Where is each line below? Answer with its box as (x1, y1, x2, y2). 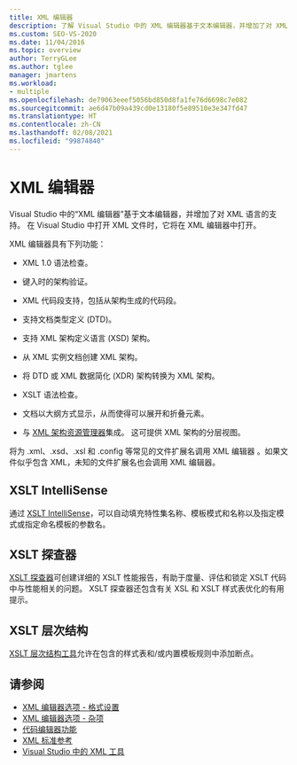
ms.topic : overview (9, 46, 82, 55)
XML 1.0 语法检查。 (21, 257, 93, 268)
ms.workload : (9, 79, 58, 88)
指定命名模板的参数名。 (24, 519, 111, 529)
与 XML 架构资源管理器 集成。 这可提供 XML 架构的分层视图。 (21, 426, 246, 437)
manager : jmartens (9, 71, 77, 80)
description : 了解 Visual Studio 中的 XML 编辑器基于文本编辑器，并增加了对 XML (9, 21, 288, 30)
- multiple (9, 87, 50, 96)
